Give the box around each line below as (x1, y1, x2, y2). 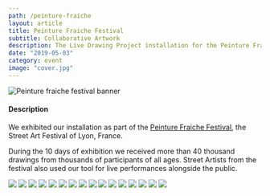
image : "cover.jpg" (8, 64, 74, 72)
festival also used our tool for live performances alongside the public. (8, 163, 238, 173)
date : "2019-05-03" (8, 49, 74, 57)
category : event (8, 57, 63, 65)
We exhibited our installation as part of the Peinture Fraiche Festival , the (8, 122, 247, 132)
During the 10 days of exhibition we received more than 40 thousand (8, 146, 235, 156)
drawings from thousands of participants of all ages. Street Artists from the (8, 154, 257, 165)
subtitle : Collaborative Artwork (8, 34, 121, 43)
